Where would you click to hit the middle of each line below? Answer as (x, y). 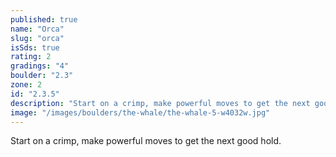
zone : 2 (26, 85)
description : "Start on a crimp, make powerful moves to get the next (160, 103)
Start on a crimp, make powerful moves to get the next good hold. (146, 141)
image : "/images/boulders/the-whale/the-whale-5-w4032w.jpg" (140, 112)
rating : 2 (31, 57)
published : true (44, 19)
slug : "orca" (37, 38)
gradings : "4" (40, 66)
